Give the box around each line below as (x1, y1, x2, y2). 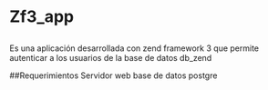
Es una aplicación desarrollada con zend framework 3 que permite (9, 43, 260, 54)
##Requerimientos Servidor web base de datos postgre (9, 70, 218, 81)
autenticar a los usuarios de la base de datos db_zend (9, 52, 212, 63)
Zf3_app (9, 6, 75, 27)
